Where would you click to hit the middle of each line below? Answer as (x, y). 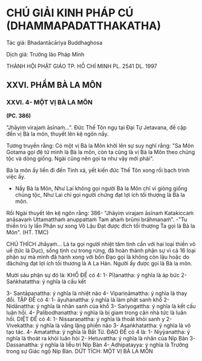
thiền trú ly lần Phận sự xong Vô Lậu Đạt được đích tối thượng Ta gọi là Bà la (101, 226)
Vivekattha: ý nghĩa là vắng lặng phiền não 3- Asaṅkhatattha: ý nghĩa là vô (99, 325)
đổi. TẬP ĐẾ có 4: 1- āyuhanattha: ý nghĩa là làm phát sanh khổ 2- (88, 299)
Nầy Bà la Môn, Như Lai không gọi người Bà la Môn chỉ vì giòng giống (101, 188)
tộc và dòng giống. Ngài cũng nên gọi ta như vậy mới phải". (80, 158)
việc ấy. (16, 176)
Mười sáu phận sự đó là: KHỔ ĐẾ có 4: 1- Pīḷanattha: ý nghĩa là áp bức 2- (97, 275)
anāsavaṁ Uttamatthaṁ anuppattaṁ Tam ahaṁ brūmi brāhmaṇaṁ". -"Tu (97, 219)
